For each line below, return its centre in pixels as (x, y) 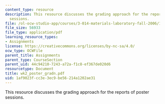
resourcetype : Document (29, 69)
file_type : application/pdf (34, 32)
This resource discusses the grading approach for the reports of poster (77, 92)
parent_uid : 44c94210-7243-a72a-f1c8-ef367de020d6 (58, 64)
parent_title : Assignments (33, 55)
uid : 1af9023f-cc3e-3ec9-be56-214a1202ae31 (50, 78)
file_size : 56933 (23, 28)
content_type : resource (29, 10)
